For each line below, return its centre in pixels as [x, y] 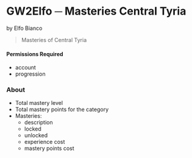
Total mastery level [39, 103]
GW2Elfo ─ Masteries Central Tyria [96, 11]
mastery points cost [49, 148]
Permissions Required [35, 54]
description [38, 123]
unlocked [36, 135]
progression [30, 74]
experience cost [44, 142]
